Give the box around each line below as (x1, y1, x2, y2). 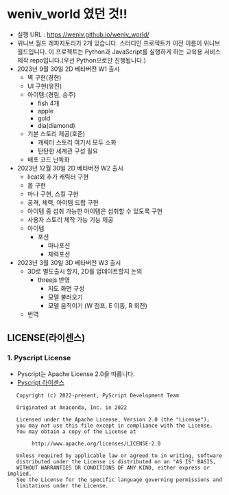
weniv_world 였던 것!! (7, 6, 128, 22)
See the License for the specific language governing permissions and (16, 476, 223, 483)
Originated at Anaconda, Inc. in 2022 (16, 404, 128, 411)
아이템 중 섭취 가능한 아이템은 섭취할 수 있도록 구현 (27, 207, 163, 215)
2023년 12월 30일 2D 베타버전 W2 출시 (16, 164, 123, 172)
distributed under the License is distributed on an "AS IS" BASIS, (16, 458, 216, 465)
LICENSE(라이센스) (7, 332, 86, 344)
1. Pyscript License (7, 353, 71, 363)
